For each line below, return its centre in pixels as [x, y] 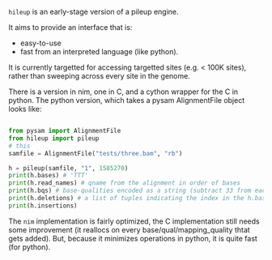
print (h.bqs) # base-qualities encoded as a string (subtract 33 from [130, 191]
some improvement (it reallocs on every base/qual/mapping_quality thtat [130, 229]
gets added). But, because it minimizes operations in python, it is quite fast [133, 238]
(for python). [30, 247]
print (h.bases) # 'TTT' [49, 176]
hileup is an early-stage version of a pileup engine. [94, 12]
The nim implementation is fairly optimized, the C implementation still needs [134, 221]
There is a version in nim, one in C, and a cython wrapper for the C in [123, 92]
